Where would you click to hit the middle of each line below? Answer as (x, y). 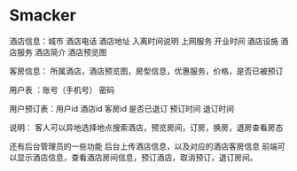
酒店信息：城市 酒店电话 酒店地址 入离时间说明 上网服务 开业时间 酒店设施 (144, 41)
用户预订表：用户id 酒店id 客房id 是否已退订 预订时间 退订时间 (122, 108)
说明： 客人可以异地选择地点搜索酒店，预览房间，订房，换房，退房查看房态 (146, 127)
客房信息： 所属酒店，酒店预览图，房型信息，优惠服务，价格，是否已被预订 (146, 71)
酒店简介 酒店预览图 (70, 52)
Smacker (43, 16)
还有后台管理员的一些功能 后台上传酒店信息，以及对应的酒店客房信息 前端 (143, 146)
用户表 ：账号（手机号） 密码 (62, 89)
